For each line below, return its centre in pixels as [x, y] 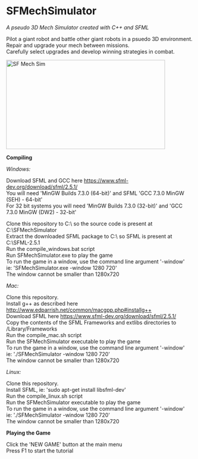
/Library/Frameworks [32, 329]
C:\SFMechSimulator [32, 229]
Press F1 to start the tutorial [40, 451]
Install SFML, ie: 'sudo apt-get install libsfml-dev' [66, 389]
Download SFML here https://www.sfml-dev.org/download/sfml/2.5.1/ [91, 316]
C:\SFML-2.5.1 [23, 243]
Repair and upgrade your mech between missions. [68, 45]
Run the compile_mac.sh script [44, 335]
